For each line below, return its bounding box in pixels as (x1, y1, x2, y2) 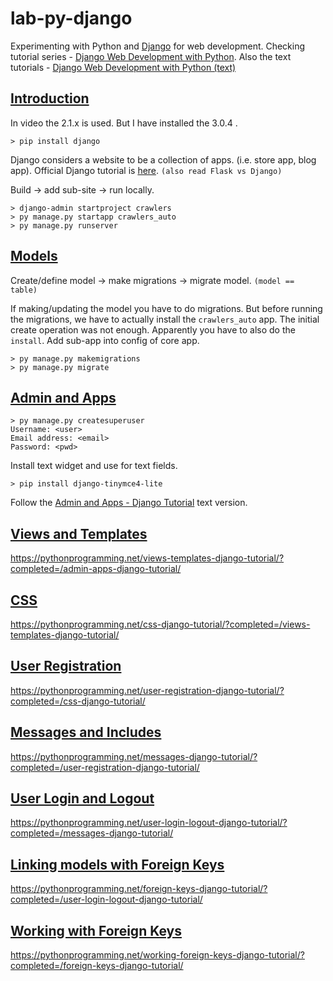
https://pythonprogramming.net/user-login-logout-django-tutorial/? (10, 817, 288, 829)
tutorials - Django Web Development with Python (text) (10, 61, 237, 73)
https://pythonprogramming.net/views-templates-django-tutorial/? (10, 552, 285, 564)
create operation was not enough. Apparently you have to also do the (10, 323, 296, 336)
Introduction (10, 90, 90, 107)
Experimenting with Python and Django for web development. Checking (10, 40, 306, 52)
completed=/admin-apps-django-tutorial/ (10, 563, 182, 575)
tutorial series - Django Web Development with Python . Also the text (10, 50, 292, 62)
